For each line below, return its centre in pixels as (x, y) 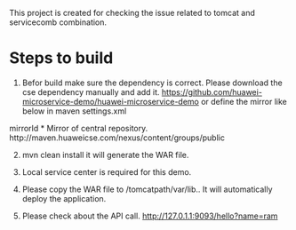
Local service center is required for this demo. (107, 171)
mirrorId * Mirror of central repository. (79, 128)
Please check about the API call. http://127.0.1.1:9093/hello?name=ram (150, 216)
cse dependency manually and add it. (91, 91)
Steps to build (61, 58)
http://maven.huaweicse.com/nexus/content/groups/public (117, 138)
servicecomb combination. (58, 22)
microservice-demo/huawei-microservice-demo (111, 101)
